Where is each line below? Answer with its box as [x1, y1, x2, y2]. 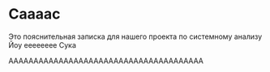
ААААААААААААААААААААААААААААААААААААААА [8, 56, 204, 66]
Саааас [8, 5, 61, 23]
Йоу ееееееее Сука [8, 40, 77, 49]
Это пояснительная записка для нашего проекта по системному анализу [8, 32, 263, 41]
